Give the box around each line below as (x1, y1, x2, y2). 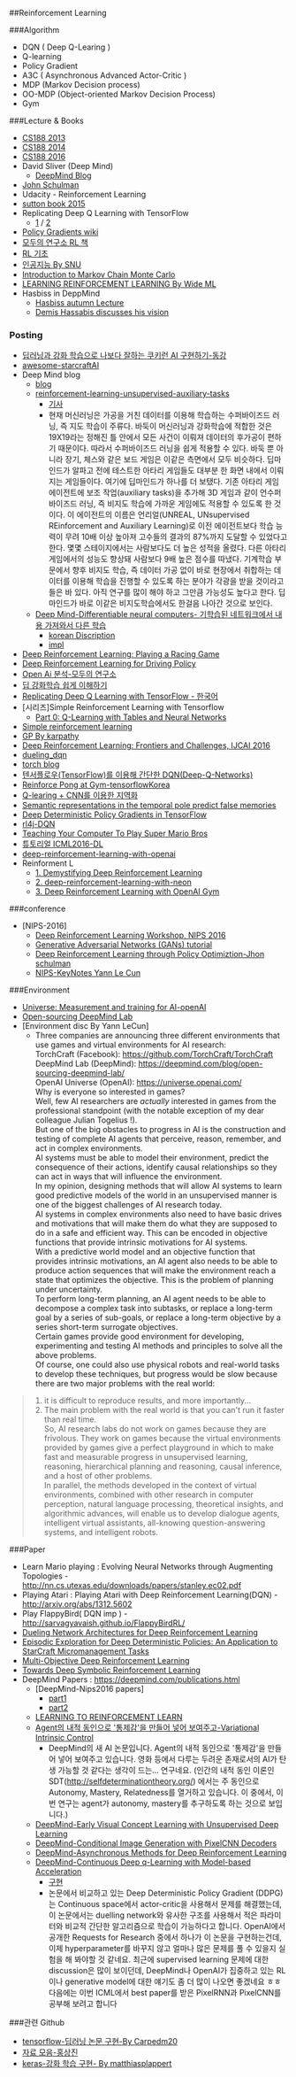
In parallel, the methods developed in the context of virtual (43, 1480, 257, 1491)
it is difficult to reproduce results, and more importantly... (43, 1395, 252, 1406)
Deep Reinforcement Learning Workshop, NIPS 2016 (34, 930, 226, 941)
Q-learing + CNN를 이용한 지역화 (21, 790, 139, 800)
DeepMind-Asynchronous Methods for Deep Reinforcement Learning (34, 1848, 287, 1858)
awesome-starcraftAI (21, 360, 100, 371)
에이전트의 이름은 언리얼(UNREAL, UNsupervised (76, 509, 250, 521)
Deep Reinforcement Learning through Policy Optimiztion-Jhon (34, 949, 265, 960)
